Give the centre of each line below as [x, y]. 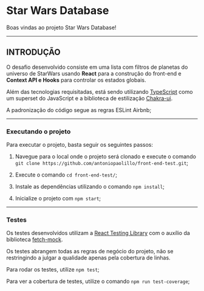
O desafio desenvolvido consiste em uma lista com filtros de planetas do [97, 67]
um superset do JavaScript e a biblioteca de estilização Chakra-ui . [90, 98]
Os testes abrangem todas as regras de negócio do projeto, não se [90, 251]
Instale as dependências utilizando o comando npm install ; [90, 187]
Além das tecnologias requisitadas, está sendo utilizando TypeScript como [100, 91]
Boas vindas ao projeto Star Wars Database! [61, 27]
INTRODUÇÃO [33, 52]
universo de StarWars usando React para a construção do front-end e [94, 73]
